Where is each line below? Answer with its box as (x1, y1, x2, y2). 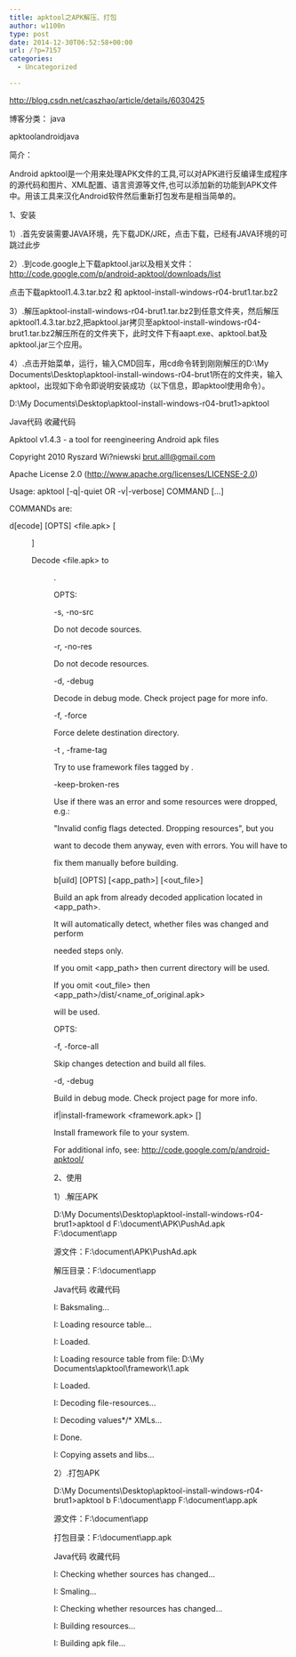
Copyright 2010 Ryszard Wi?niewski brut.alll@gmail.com (9, 451, 216, 462)
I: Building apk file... (53, 1637, 126, 1648)
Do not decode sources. (53, 624, 142, 635)
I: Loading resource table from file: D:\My (53, 1354, 204, 1364)
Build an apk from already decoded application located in (53, 892, 263, 902)
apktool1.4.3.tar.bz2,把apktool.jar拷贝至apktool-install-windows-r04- (9, 317, 261, 327)
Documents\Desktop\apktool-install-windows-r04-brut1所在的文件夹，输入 (9, 368, 283, 379)
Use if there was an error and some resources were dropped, (53, 796, 278, 806)
